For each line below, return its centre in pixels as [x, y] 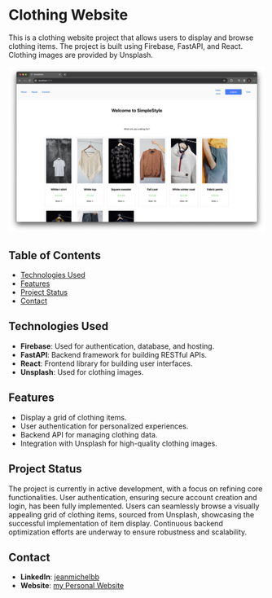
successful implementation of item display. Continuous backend [116, 523]
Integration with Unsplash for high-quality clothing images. [118, 443]
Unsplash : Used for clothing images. [82, 372]
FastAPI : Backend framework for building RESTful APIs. [114, 354]
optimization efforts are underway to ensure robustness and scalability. [128, 532]
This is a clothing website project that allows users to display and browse [131, 37]
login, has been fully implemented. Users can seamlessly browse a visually [134, 506]
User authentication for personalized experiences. [104, 426]
